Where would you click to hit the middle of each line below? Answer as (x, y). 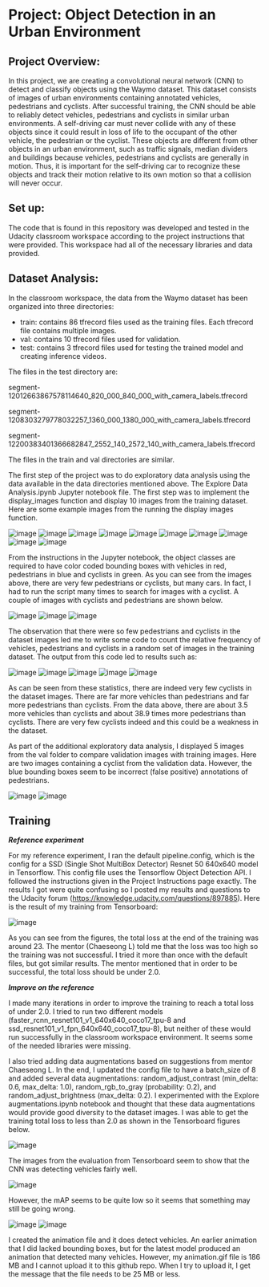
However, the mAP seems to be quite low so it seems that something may (129, 1200)
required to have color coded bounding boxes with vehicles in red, (117, 566)
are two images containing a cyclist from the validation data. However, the (130, 763)
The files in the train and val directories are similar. (91, 459)
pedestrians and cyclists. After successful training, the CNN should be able (132, 106)
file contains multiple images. (68, 330)
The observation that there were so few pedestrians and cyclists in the (124, 631)
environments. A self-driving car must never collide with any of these (122, 123)
